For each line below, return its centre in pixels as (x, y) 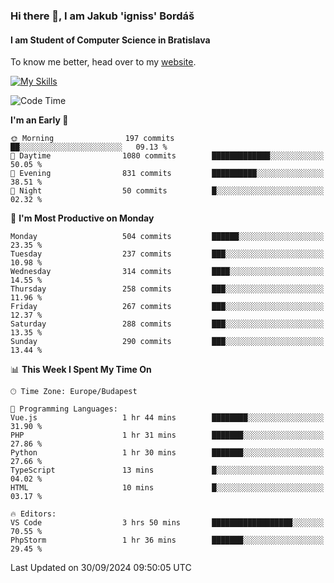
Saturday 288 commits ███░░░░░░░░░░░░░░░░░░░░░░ (167, 324)
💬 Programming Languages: (64, 409)
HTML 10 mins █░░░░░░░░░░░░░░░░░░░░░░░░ (167, 488)
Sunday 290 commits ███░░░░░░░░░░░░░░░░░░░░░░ (167, 342)
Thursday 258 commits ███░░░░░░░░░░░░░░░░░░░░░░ (167, 289)
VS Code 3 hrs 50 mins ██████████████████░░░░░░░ (167, 523)
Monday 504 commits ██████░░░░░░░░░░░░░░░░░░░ (167, 237)
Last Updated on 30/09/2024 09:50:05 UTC (101, 568)
